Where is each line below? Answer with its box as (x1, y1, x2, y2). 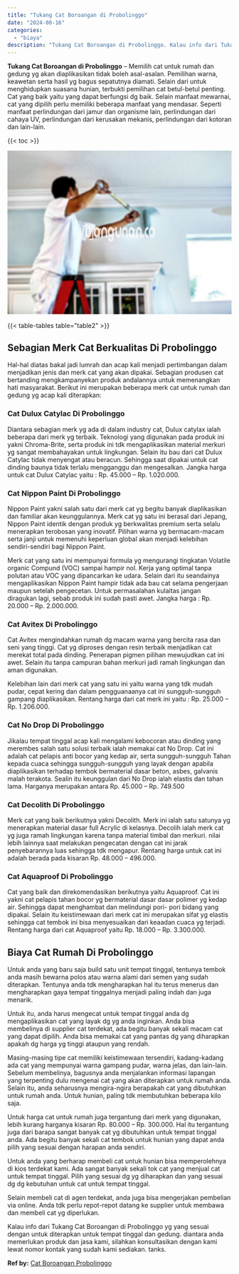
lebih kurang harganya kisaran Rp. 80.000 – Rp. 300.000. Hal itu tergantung (7, 1120, 229, 1129)
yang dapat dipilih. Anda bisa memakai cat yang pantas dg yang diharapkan (7, 1032, 230, 1041)
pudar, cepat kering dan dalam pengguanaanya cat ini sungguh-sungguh (7, 687, 221, 696)
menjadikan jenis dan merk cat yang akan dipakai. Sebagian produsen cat (7, 368, 224, 377)
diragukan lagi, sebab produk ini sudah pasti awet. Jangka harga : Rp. (7, 594, 212, 602)
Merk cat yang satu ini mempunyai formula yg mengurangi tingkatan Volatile (7, 556, 231, 565)
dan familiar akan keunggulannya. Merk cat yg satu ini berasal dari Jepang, (7, 512, 228, 520)
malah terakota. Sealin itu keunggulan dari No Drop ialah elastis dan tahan (7, 774, 224, 783)
